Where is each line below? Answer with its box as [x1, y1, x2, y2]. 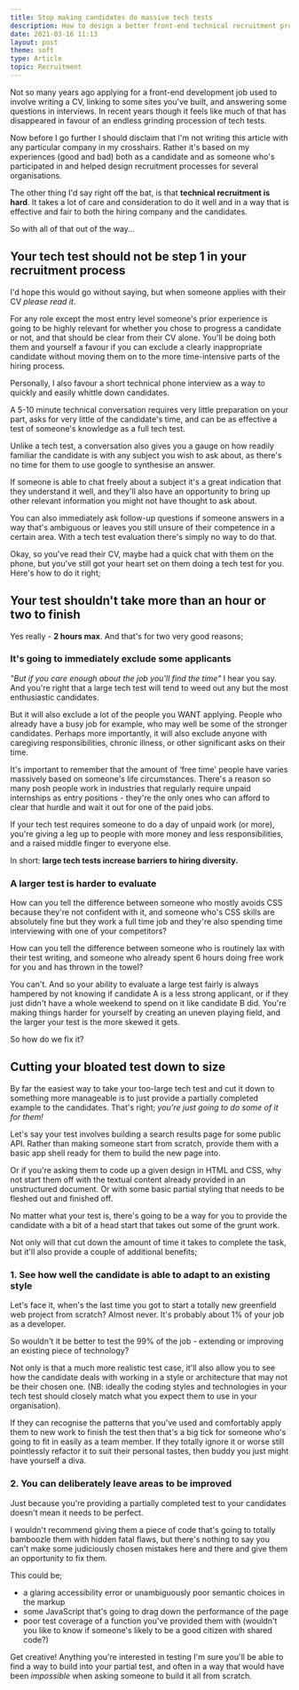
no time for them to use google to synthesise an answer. [10, 459, 216, 470]
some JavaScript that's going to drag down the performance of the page [22, 1606, 289, 1616]
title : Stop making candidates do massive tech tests [10, 12, 214, 22]
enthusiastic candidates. [10, 692, 100, 702]
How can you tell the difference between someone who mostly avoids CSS [10, 898, 283, 908]
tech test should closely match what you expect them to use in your [10, 1391, 257, 1401]
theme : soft [10, 46, 54, 55]
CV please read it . [10, 296, 76, 306]
